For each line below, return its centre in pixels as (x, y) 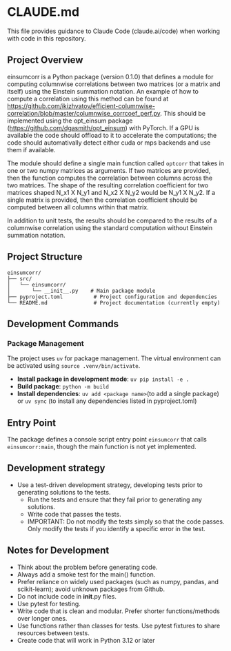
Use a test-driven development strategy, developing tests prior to (110, 485)
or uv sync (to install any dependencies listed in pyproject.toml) (107, 401)
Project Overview (45, 60)
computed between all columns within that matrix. (78, 207)
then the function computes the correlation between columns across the (110, 178)
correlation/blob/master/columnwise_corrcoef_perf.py (84, 113)
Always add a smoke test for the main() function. (86, 574)
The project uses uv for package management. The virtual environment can (114, 358)
